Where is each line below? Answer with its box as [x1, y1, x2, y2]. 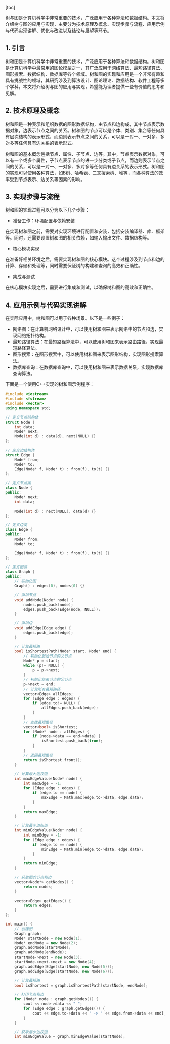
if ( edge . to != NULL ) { [32, 701, 80, 706]
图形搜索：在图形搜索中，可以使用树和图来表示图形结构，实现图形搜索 [12, 351, 159, 357]
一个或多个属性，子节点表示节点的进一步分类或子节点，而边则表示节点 [14, 157, 160, 163]
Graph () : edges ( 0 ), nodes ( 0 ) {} [14, 583, 85, 588]
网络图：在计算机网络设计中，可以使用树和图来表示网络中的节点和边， [12, 326, 159, 332]
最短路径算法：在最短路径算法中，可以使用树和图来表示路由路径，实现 [12, 339, 159, 345]
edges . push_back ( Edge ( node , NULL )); [23, 607, 101, 612]
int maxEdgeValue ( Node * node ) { [14, 776, 82, 781]
